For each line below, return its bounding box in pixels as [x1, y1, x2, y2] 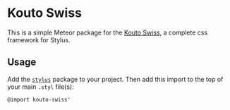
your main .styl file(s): [7, 82, 74, 91]
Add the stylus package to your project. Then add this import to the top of [7, 75, 224, 83]
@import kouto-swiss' [7, 96, 71, 103]
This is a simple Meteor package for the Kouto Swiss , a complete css [7, 28, 208, 37]
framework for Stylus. [7, 35, 71, 44]
